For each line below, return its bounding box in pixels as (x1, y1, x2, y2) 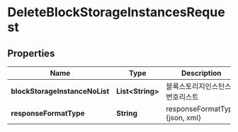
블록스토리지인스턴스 (166, 82, 232, 91)
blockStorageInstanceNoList (11, 86, 110, 96)
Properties (7, 47, 55, 59)
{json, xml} (166, 113, 202, 122)
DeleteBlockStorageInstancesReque (7, 4, 225, 20)
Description (181, 68, 222, 78)
